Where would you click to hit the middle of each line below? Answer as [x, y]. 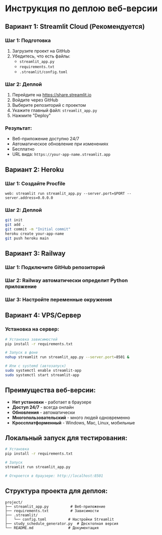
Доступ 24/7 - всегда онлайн [43, 407]
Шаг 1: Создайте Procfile [35, 183]
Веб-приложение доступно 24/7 [45, 139]
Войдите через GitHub [35, 100]
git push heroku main [27, 238]
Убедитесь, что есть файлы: [41, 56]
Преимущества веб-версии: [50, 390]
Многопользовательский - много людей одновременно [71, 418]
